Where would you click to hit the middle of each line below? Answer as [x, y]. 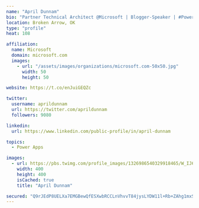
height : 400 [31, 174]
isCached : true [36, 180]
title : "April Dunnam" [45, 186]
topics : [16, 142]
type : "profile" [26, 28]
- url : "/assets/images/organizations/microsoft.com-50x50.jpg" [98, 66]
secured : [17, 196]
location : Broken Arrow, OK [41, 22]
